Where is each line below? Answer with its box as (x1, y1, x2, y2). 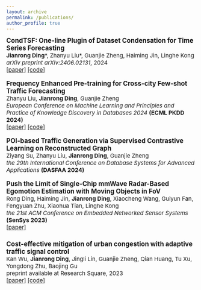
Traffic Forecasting (6, 87, 66, 95)
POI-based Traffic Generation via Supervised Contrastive (6, 137, 184, 145)
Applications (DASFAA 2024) (6, 166, 85, 174)
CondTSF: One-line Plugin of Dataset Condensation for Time (6, 37, 194, 45)
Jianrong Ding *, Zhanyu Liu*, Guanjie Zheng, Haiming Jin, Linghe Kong (6, 52, 194, 60)
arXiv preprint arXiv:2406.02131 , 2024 (6, 58, 108, 67)
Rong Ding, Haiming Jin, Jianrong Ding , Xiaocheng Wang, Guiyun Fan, (6, 195, 194, 203)
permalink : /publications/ (6, 14, 74, 20)
